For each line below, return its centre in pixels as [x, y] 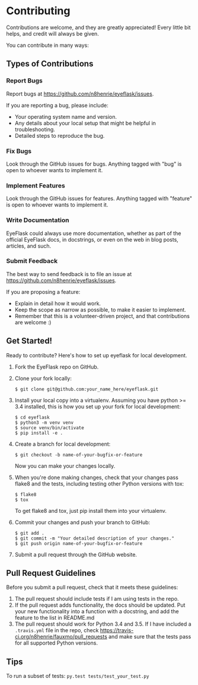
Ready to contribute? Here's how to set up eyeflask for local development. [97, 355]
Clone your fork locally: [43, 378]
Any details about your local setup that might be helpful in [85, 123]
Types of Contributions [50, 64]
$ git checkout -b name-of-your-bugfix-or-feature [79, 455]
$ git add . [29, 533]
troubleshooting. [35, 129]
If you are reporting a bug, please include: [57, 105]
